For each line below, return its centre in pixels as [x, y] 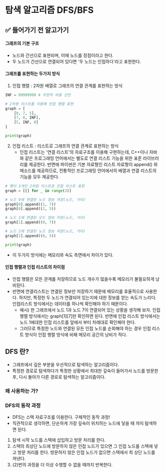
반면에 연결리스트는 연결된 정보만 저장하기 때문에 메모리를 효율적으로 [78, 291]
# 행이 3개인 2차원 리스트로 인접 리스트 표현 [45, 186]
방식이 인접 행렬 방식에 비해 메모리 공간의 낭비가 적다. [76, 335]
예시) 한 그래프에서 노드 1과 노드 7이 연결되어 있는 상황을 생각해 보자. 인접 [90, 310]
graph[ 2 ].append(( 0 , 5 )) [31, 236]
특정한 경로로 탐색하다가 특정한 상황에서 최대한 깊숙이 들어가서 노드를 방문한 [85, 371]
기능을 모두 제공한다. [39, 176]
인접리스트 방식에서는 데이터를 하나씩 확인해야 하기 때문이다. [70, 303]
